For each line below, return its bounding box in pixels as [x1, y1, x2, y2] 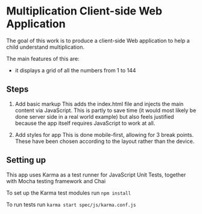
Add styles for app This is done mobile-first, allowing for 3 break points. [14, 131, 194, 138]
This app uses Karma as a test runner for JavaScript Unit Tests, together [6, 171, 186, 178]
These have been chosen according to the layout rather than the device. [14, 137, 195, 145]
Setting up [6, 155, 46, 165]
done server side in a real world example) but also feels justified [14, 113, 174, 120]
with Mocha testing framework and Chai [6, 177, 106, 184]
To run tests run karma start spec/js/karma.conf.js [6, 201, 136, 208]
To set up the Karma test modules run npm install [6, 189, 131, 197]
